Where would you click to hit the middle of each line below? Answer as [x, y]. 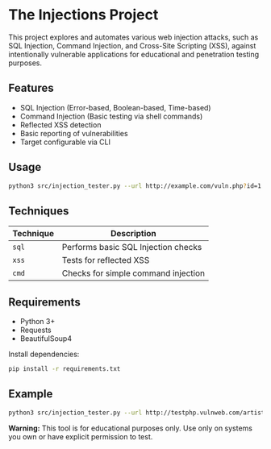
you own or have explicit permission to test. [81, 436]
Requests [35, 330]
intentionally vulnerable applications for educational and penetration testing [134, 54]
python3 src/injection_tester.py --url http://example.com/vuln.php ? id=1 [135, 186]
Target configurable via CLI [65, 142]
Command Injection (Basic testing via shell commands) [111, 116]
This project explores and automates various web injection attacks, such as [133, 37]
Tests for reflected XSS [106, 260]
